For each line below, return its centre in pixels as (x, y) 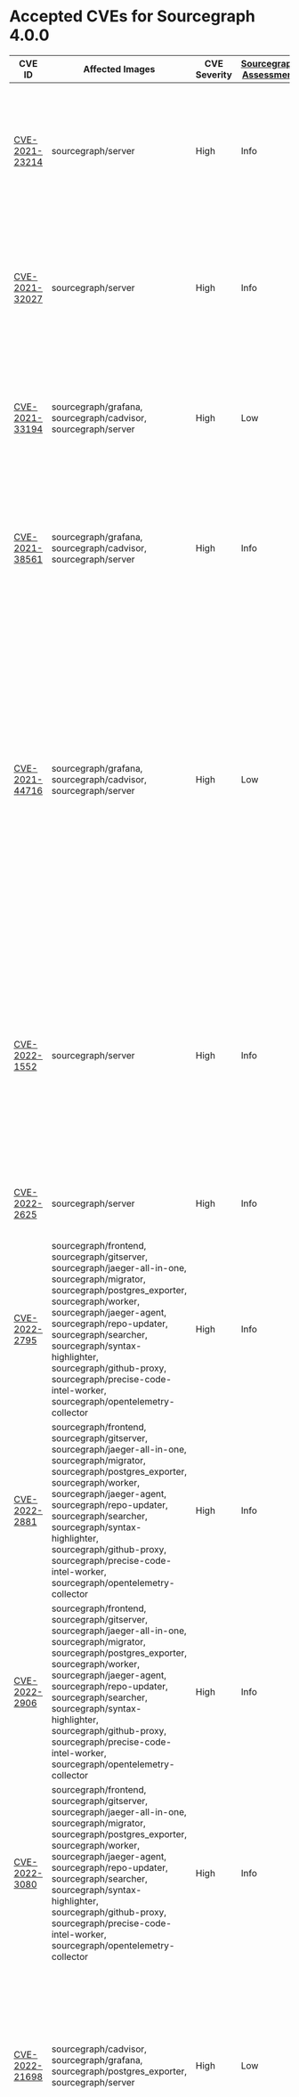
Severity (214, 75)
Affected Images (119, 69)
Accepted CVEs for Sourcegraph (133, 16)
